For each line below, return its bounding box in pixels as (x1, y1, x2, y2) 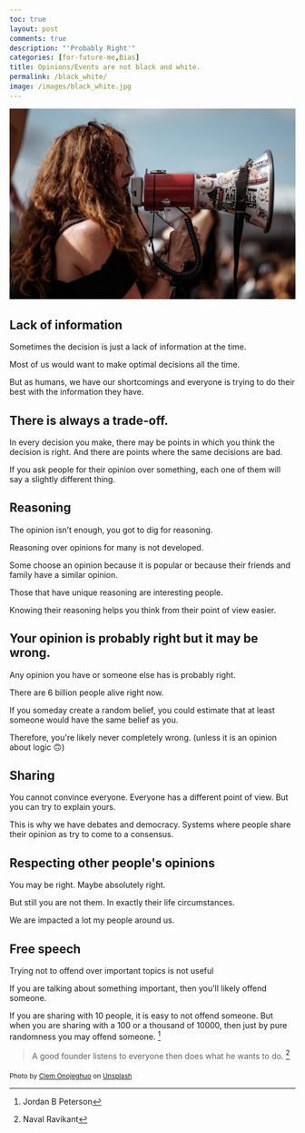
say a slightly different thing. (9, 474, 116, 485)
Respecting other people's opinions (9, 855, 215, 871)
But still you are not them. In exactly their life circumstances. (9, 897, 235, 908)
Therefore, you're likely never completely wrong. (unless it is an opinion (9, 732, 277, 743)
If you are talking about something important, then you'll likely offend (9, 983, 267, 994)
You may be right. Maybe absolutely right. (9, 879, 166, 891)
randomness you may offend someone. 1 (9, 1029, 162, 1042)
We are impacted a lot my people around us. (9, 915, 175, 926)
